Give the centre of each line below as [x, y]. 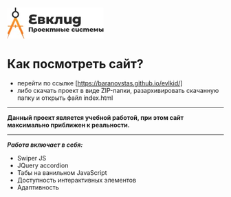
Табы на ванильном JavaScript [62, 172]
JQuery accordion [43, 165]
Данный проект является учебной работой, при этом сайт [96, 117]
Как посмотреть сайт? [75, 64]
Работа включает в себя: [45, 145]
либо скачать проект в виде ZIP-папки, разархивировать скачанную [118, 90]
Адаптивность [38, 187]
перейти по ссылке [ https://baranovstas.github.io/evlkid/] [100, 83]
